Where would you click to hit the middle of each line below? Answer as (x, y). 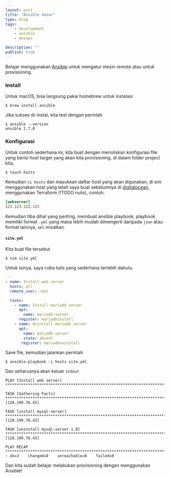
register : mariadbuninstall (51, 343)
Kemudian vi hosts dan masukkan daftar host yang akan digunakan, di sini (83, 182)
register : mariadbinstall (46, 319)
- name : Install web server (35, 282)
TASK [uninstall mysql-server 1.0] (43, 429)
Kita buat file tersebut (28, 249)
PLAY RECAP (17, 447)
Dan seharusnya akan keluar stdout (42, 371)
